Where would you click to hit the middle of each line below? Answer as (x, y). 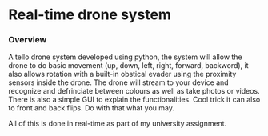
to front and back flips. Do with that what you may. (91, 108)
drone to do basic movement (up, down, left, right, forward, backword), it (129, 66)
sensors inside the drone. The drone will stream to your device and (119, 82)
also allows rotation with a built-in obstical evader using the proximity (122, 74)
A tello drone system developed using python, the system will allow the (125, 57)
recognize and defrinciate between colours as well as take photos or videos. (134, 91)
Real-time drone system (90, 15)
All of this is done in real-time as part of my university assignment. (118, 124)
